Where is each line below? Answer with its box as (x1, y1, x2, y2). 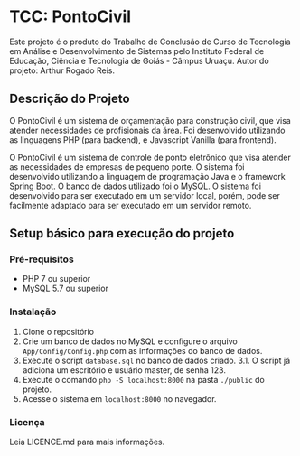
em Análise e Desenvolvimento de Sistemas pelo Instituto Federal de (9, 45, 265, 56)
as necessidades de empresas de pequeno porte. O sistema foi (9, 161, 245, 172)
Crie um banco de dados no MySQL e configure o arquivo (22, 336, 238, 347)
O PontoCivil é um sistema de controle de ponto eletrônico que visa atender (9, 152, 292, 163)
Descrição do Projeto (9, 91, 130, 107)
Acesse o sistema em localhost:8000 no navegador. (22, 393, 217, 404)
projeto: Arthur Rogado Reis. (9, 65, 116, 76)
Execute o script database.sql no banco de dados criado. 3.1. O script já (22, 355, 291, 366)
